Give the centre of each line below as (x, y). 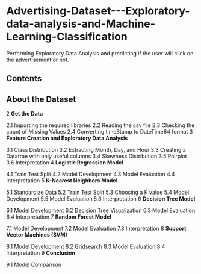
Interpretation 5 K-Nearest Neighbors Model (62, 181)
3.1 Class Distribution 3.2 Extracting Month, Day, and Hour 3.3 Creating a (96, 150)
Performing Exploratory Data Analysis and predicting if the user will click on (100, 53)
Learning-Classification (67, 37)
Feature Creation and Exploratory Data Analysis (67, 138)
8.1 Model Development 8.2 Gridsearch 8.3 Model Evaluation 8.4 (86, 247)
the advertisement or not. (38, 60)
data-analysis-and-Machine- (81, 24)
